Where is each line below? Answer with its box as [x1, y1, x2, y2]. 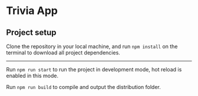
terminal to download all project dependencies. [6, 49, 121, 56]
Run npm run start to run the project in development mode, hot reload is [6, 66, 182, 73]
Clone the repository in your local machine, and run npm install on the [6, 43, 178, 50]
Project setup [6, 28, 57, 37]
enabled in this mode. [6, 72, 59, 79]
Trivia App [6, 4, 58, 18]
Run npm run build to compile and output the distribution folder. [6, 84, 161, 90]
